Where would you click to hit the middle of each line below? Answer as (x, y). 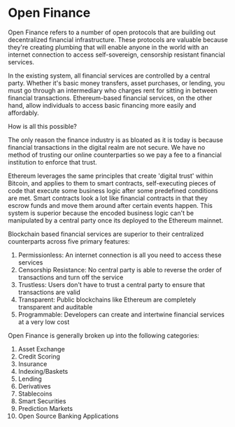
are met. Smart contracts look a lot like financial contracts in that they (108, 198)
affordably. (23, 113)
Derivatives (34, 386)
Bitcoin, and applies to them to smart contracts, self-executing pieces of (112, 183)
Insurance (33, 364)
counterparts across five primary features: (69, 241)
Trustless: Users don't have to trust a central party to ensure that (112, 284)
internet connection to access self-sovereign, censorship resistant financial (117, 55)
